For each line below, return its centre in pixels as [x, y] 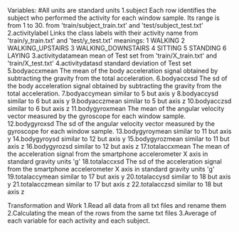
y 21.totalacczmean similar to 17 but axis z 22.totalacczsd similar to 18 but [115, 184]
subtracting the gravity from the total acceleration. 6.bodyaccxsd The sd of [117, 78]
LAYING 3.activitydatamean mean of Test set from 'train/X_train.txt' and [112, 56]
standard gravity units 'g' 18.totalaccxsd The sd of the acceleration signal [115, 162]
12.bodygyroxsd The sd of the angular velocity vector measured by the [111, 123]
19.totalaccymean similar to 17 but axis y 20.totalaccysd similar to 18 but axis [119, 176]
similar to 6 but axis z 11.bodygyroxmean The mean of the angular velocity [116, 109]
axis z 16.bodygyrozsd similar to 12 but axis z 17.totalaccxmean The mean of [118, 146]
